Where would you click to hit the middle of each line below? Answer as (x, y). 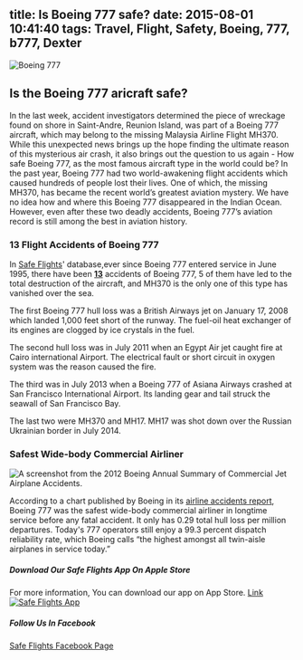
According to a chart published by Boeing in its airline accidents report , (142, 501)
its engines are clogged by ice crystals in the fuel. (102, 330)
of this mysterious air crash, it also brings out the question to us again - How (152, 154)
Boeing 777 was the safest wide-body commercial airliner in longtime (138, 511)
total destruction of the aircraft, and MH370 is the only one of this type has (148, 283)
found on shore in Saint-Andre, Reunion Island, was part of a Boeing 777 (144, 125)
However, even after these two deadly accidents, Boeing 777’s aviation (141, 211)
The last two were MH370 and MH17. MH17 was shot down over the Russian (151, 421)
